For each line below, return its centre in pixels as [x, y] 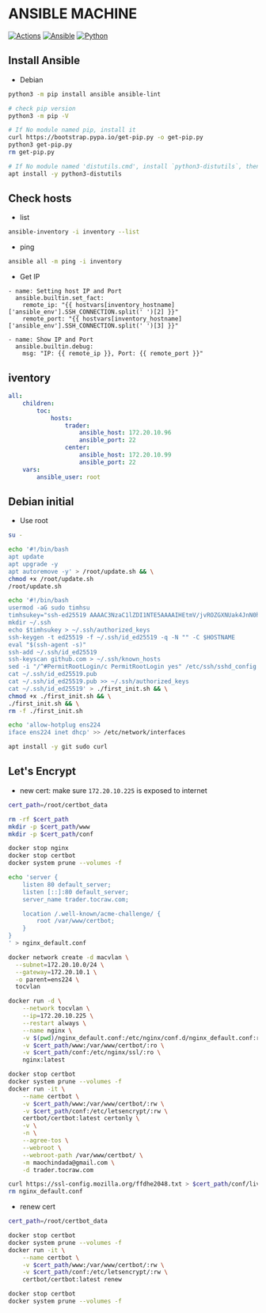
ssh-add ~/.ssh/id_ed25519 [53, 652]
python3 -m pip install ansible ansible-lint [84, 94]
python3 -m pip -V [38, 116]
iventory [30, 378]
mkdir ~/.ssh [30, 623]
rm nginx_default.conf [46, 1192]
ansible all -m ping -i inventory [65, 262]
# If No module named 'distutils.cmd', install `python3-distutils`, [125, 166]
